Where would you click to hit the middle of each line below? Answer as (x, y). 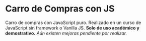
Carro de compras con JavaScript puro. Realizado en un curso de (73, 22)
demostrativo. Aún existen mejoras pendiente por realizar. (66, 33)
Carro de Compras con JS (60, 9)
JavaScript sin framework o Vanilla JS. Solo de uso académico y (72, 27)
